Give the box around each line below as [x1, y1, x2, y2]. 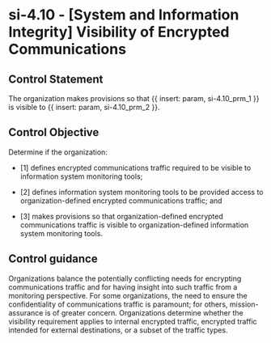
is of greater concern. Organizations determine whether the [44, 307, 244, 317]
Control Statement [8, 72, 104, 86]
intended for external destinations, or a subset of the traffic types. [8, 325, 228, 335]
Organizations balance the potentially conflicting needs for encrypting [8, 273, 242, 283]
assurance [8, 307, 44, 317]
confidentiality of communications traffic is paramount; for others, [8, 299, 228, 309]
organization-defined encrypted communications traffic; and [19, 196, 222, 205]
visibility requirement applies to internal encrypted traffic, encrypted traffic [8, 316, 257, 326]
